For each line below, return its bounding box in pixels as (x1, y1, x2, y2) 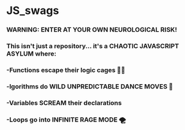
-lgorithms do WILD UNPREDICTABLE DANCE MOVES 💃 (6, 82, 173, 90)
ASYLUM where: (6, 49, 57, 58)
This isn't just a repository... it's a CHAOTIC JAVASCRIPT (6, 42, 179, 51)
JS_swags (6, 4, 59, 18)
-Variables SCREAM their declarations (6, 98, 122, 107)
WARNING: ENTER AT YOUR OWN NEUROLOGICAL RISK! (6, 26, 178, 34)
